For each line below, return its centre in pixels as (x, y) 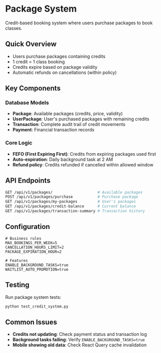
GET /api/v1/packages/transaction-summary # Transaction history (75, 211)
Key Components (33, 88)
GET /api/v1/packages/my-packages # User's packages (71, 202)
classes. (14, 28)
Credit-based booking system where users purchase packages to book (79, 23)
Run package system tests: (33, 297)
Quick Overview (31, 44)
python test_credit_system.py (37, 306)
